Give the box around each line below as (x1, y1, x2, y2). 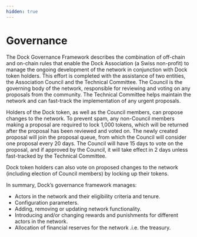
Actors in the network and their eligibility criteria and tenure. (14, 192, 161, 200)
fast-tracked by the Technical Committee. (6, 152, 107, 159)
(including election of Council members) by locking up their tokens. (6, 170, 169, 177)
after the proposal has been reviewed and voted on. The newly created (6, 127, 178, 134)
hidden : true (6, 8, 38, 15)
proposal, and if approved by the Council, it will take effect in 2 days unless (6, 146, 188, 153)
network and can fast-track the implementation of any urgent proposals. (6, 97, 181, 104)
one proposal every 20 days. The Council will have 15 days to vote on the (6, 139, 183, 147)
